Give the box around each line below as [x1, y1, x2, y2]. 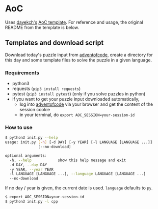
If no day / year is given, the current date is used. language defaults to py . [5, 185, 153, 191]
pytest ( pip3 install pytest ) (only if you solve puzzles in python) [12, 91, 146, 97]
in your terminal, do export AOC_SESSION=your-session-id [19, 112, 135, 118]
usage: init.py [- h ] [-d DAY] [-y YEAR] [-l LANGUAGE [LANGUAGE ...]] [5, 140, 153, 145]
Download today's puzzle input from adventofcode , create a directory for [5, 52, 153, 58]
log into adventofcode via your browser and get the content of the [19, 101, 153, 107]
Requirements [5, 69, 40, 76]
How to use [5, 124, 33, 131]
